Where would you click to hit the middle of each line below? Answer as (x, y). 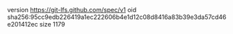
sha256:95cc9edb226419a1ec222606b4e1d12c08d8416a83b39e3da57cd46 (117, 17)
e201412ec (23, 24)
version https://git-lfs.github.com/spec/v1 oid (72, 10)
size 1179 (52, 24)
